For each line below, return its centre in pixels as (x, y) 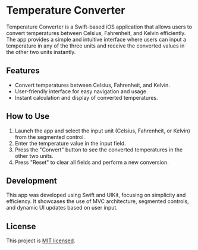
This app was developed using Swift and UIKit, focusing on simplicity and (96, 195)
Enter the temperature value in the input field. (70, 143)
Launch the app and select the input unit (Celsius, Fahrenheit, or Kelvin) (102, 131)
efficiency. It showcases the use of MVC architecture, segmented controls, (98, 201)
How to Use (28, 116)
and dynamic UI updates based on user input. (62, 208)
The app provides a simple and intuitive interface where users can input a (96, 39)
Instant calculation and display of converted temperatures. (86, 97)
